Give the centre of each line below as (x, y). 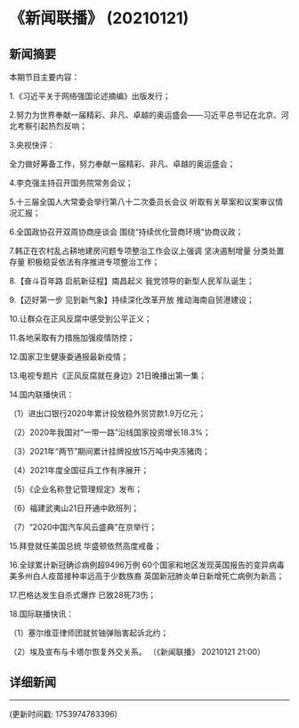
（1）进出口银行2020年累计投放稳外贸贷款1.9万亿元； (108, 413)
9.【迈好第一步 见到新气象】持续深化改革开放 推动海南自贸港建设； (132, 300)
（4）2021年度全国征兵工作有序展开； (79, 470)
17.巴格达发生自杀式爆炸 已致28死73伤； (83, 595)
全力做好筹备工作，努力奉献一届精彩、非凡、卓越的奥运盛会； (122, 164)
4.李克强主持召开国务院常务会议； (71, 183)
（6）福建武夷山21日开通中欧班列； (74, 508)
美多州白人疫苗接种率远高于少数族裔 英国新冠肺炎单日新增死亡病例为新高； (147, 576)
